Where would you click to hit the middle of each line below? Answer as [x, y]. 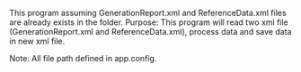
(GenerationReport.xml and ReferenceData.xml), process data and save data [150, 32]
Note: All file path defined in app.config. [83, 58]
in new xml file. [37, 41]
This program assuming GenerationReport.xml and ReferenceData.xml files [148, 13]
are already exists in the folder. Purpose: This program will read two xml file [149, 22]
